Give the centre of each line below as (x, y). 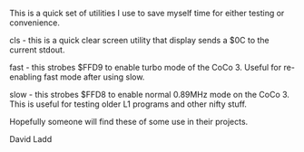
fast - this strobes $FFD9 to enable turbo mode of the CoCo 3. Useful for (146, 67)
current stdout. (37, 50)
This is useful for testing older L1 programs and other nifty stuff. (128, 104)
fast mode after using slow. (94, 77)
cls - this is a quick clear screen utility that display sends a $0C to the (139, 40)
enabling (26, 77)
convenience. (35, 23)
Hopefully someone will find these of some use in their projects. (129, 122)
